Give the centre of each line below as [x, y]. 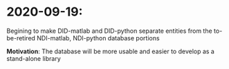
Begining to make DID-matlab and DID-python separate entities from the [109, 31]
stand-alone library [34, 58]
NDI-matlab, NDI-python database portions [98, 38]
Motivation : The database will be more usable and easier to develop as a [111, 51]
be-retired [21, 38]
